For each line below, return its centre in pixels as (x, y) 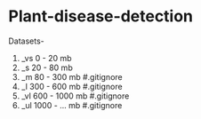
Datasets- (27, 41)
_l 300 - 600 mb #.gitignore (72, 86)
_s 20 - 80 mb (47, 67)
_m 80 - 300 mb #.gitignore (72, 76)
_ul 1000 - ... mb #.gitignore (72, 105)
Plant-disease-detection (100, 16)
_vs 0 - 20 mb (46, 58)
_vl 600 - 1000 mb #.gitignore (75, 96)
